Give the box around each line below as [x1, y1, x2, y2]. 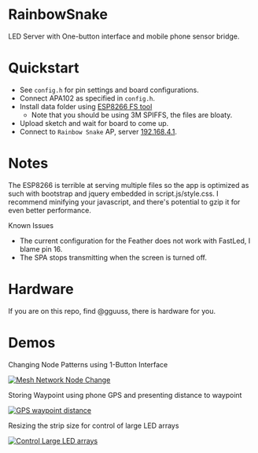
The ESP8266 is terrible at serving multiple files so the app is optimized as [8, 180, 249, 190]
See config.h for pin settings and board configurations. [19, 85, 199, 94]
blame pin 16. [19, 244, 63, 253]
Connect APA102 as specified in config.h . [19, 93, 156, 103]
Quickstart [8, 59, 80, 77]
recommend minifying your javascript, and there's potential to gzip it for [8, 197, 241, 206]
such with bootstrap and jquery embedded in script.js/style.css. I [8, 189, 219, 198]
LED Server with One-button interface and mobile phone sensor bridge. [8, 31, 240, 41]
